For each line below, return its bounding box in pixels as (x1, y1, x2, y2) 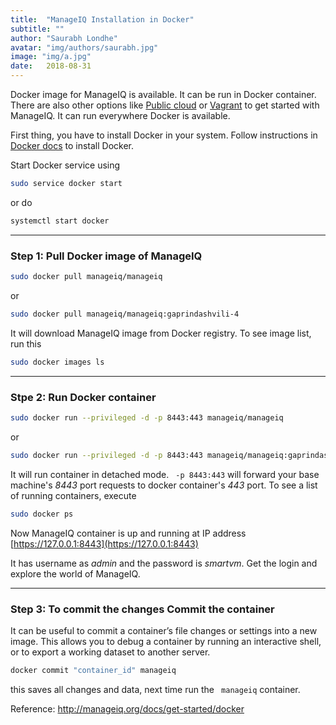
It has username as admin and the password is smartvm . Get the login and (10, 557, 318, 569)
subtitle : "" (10, 24, 65, 34)
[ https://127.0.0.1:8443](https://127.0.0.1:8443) (10, 537, 199, 550)
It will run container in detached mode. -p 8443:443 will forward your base (10, 468, 320, 480)
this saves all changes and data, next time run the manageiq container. (10, 683, 301, 695)
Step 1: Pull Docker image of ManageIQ (10, 249, 203, 263)
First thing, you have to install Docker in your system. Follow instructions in (10, 129, 318, 141)
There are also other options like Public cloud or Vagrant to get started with (10, 99, 320, 111)
